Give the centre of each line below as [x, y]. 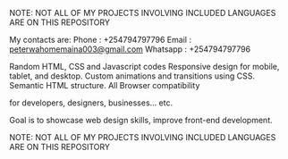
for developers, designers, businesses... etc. [91, 103]
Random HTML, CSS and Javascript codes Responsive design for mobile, [144, 67]
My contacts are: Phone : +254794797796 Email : [101, 40]
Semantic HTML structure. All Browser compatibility [105, 85]
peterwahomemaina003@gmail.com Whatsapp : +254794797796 [130, 49]
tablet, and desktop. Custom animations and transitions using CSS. [132, 76]
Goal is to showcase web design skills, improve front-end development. [141, 120]
